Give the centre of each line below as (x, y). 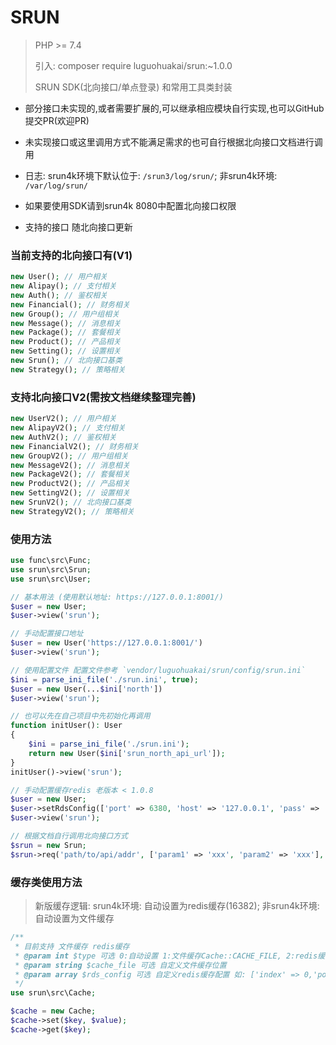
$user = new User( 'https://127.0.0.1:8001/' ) (106, 643)
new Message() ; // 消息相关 (66, 323)
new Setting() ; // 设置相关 (66, 351)
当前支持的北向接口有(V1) (71, 255)
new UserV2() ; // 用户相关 (63, 419)
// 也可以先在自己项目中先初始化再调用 (80, 716)
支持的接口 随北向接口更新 (78, 227)
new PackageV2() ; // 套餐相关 (70, 474)
